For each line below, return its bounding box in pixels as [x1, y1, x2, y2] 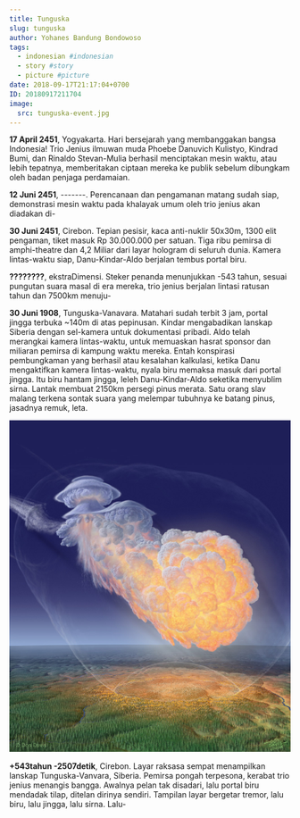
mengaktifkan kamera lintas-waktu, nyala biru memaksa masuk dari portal [9, 364, 281, 375]
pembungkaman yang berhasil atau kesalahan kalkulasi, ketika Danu [9, 355, 261, 366]
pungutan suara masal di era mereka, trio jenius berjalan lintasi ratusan [9, 281, 270, 292]
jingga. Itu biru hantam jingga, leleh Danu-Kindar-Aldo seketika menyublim [9, 374, 283, 385]
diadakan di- [9, 208, 56, 219]
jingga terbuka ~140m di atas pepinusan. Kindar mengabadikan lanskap [9, 317, 273, 328]
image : [9, 99, 34, 108]
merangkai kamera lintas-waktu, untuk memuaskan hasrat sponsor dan [9, 336, 271, 347]
